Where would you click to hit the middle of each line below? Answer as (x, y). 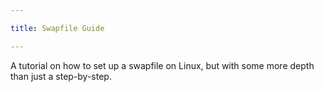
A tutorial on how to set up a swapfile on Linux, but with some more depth (162, 65)
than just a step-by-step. (61, 76)
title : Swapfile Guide (57, 28)
